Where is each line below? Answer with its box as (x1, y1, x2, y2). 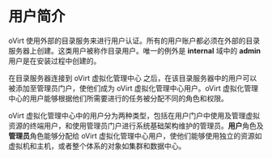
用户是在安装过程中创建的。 (8, 56, 101, 66)
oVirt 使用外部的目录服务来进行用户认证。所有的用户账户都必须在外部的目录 (8, 36, 261, 45)
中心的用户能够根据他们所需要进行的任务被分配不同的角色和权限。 (8, 93, 228, 103)
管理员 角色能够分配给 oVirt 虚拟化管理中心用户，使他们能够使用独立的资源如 (8, 130, 262, 140)
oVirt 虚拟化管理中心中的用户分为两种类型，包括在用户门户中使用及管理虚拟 (8, 110, 261, 120)
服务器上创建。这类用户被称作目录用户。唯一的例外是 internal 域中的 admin (8, 45, 261, 55)
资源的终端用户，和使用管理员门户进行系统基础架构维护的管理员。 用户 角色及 (8, 121, 264, 130)
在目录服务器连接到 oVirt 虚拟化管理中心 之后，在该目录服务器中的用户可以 (8, 73, 257, 83)
